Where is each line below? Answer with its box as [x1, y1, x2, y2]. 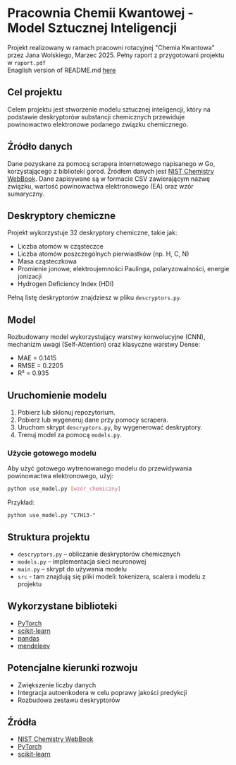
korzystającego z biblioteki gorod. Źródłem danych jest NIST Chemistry [7, 167, 215, 175]
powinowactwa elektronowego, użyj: [7, 472, 114, 480]
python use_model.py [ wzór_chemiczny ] [7, 485, 121, 492]
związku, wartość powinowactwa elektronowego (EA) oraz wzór [7, 182, 194, 190]
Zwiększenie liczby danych [17, 680, 97, 689]
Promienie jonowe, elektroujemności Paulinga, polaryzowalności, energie [17, 265, 230, 273]
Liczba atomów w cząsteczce [17, 242, 104, 251]
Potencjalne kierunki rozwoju [7, 662, 138, 674]
